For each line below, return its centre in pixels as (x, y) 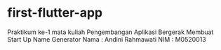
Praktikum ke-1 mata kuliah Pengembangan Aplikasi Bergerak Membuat (110, 32)
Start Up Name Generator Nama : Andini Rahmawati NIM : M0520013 (107, 39)
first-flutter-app (55, 13)
